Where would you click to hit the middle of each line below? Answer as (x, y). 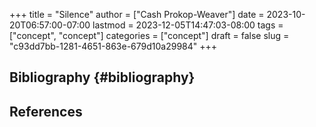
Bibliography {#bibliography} (102, 77)
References (46, 111)
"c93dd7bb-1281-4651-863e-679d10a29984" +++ (113, 46)
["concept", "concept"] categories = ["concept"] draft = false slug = (149, 35)
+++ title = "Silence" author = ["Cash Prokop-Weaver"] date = (137, 14)
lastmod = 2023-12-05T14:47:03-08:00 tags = (188, 25)
